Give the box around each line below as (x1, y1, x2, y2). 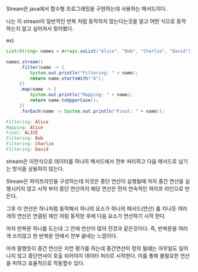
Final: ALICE (6, 130, 38, 136)
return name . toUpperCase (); (29, 97, 99, 103)
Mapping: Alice (6, 124, 44, 130)
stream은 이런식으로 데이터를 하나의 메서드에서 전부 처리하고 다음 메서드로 (6, 158, 177, 165)
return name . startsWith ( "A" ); (29, 76, 104, 81)
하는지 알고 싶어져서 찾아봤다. (6, 25, 74, 32)
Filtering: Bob (6, 135, 44, 142)
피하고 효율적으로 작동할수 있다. (12, 259, 85, 267)
